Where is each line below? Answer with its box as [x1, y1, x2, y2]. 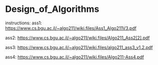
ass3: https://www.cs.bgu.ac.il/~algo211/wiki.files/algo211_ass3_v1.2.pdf [5, 44, 153, 50]
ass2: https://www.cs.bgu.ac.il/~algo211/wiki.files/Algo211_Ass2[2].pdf [5, 35, 150, 41]
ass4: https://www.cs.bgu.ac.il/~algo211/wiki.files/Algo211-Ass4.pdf [5, 54, 145, 60]
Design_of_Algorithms [5, 3, 100, 15]
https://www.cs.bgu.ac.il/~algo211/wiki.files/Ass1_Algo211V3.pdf [5, 25, 137, 31]
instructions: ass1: [5, 20, 42, 26]
